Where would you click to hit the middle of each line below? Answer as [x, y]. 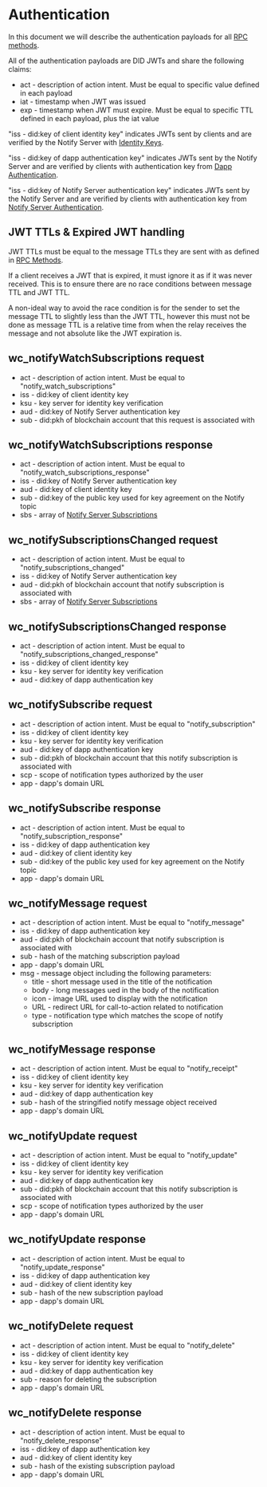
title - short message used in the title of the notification [122, 981]
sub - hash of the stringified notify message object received [118, 1103]
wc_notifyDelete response [75, 1413]
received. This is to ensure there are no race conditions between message [130, 284]
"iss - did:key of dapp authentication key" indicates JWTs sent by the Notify [133, 158]
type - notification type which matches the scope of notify [127, 1016]
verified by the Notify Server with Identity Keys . [86, 142]
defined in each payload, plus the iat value [89, 118]
